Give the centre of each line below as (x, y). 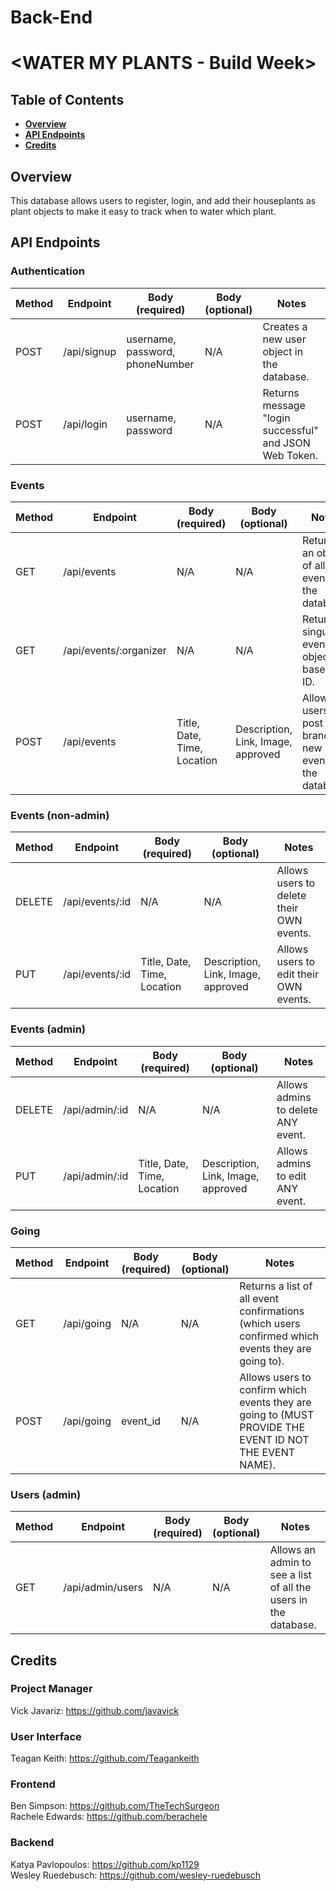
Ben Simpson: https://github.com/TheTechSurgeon (115, 1806)
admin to (290, 1563)
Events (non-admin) (60, 815)
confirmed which (279, 1336)
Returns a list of (276, 1286)
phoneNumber (160, 364)
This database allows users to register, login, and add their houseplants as (163, 200)
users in (288, 1600)
